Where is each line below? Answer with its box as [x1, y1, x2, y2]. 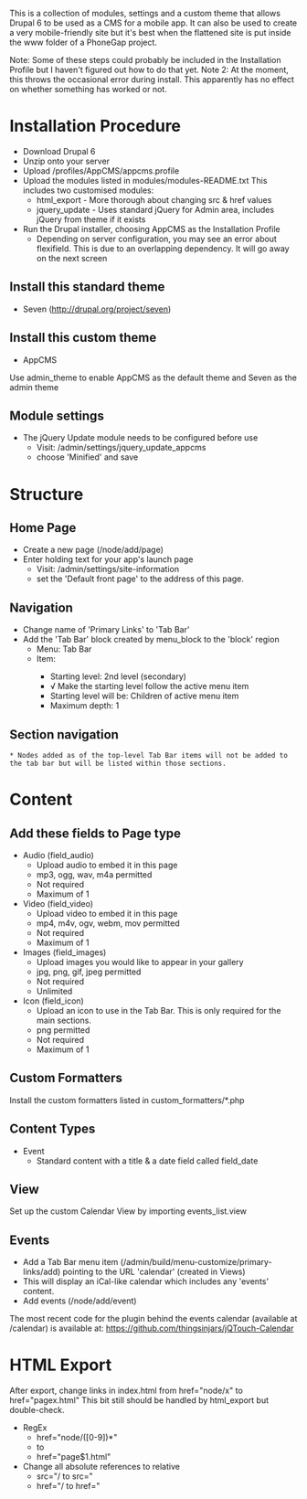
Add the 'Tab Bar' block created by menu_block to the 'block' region [22, 634, 281, 645]
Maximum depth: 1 [49, 700, 120, 711]
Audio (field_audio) [22, 850, 94, 860]
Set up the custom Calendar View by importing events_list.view [9, 1206, 248, 1217]
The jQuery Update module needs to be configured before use [22, 432, 259, 443]
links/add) [22, 1266, 61, 1278]
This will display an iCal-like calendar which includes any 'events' [22, 1276, 270, 1287]
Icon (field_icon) [22, 995, 84, 1006]
